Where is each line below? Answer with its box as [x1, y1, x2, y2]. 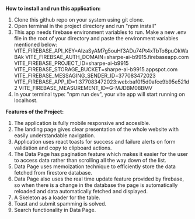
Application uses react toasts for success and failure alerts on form [13, 138, 176, 145]
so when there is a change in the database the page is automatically [13, 182, 178, 189]
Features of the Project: [5, 108, 64, 115]
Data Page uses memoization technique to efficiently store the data [13, 163, 176, 170]
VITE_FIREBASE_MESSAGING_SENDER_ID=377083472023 [13, 72, 156, 79]
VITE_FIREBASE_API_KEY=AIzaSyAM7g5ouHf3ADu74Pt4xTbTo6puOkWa [13, 47, 189, 54]
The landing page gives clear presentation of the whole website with [13, 126, 179, 133]
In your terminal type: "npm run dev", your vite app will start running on [13, 91, 185, 98]
